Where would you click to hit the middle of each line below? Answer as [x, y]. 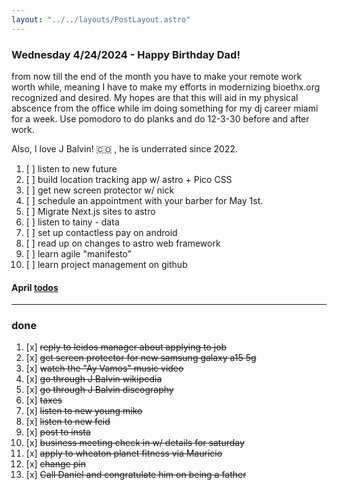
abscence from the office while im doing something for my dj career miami [165, 108]
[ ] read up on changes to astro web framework [123, 243]
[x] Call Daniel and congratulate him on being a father [136, 475]
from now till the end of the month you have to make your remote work [157, 76]
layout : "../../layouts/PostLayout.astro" [101, 19]
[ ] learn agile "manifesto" [79, 253]
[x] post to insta [58, 432]
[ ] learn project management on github [106, 264]
